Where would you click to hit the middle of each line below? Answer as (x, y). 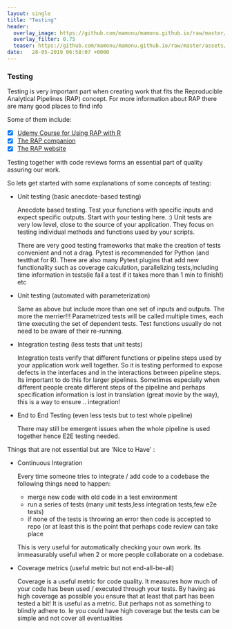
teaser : (25, 46)
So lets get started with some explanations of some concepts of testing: (109, 183)
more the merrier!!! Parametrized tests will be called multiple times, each (120, 316)
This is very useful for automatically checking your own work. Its (109, 547)
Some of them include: (39, 120)
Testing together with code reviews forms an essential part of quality (105, 163)
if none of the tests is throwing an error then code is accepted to (119, 519)
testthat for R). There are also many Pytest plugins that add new (108, 260)
